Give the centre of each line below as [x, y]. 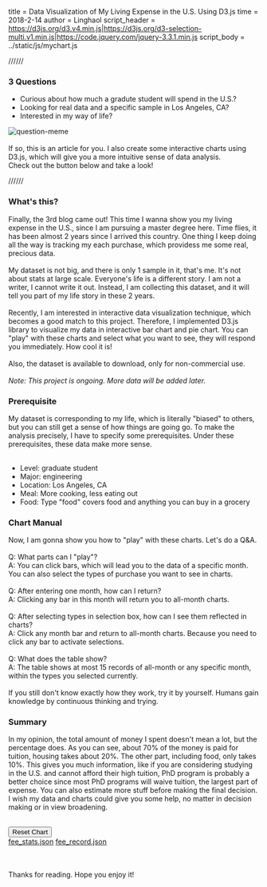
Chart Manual [35, 523]
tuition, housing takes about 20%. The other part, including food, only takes [132, 756]
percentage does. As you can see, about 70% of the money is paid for [124, 748]
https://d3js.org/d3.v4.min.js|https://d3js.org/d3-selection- [105, 28]
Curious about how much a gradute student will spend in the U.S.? [128, 99]
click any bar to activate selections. [66, 642]
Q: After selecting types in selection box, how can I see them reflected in [128, 617]
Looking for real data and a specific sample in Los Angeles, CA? [124, 108]
